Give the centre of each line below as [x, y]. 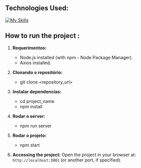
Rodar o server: [29, 116]
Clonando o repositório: [37, 72]
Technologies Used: [37, 8]
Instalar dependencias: [37, 91]
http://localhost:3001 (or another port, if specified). [67, 160]
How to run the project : [42, 36]
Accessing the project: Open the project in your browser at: [74, 155]
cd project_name [37, 101]
